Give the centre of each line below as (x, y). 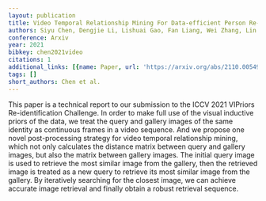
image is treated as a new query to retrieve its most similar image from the (129, 172)
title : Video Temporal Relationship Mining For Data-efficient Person (127, 23)
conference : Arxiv (38, 38)
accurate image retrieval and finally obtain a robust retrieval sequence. (123, 188)
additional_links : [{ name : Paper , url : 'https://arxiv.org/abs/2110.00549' (136, 67)
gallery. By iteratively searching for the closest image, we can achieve (122, 180)
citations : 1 (30, 60)
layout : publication (42, 15)
